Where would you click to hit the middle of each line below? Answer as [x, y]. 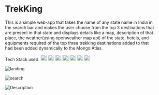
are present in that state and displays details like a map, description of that [79, 32]
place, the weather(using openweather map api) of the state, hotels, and [77, 38]
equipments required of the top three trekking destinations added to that [77, 43]
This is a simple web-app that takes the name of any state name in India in [79, 22]
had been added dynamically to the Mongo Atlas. [54, 48]
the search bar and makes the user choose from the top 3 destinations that [79, 27]
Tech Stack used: [22, 59]
